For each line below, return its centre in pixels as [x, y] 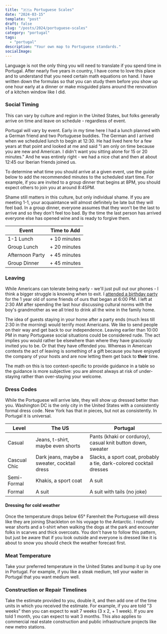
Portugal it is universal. [29, 416]
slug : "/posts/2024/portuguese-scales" [46, 28]
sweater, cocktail [55, 463]
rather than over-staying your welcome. [62, 377]
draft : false [19, 24]
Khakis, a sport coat [59, 481]
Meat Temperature [28, 556]
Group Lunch [23, 247]
